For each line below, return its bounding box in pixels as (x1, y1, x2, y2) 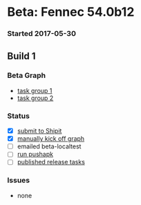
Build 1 (7, 50, 36, 62)
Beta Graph (7, 70, 46, 80)
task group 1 (17, 86, 53, 95)
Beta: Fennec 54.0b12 (7, 4, 135, 20)
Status (7, 111, 30, 121)
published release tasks (17, 158, 85, 166)
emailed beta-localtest (17, 142, 82, 150)
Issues (7, 175, 30, 185)
